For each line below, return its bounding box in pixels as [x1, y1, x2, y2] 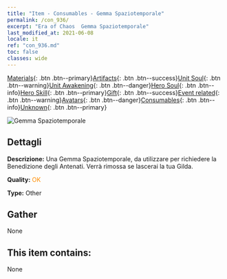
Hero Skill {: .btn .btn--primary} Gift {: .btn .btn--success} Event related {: [20, 88, 220, 96]
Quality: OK [7, 175, 41, 183]
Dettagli [7, 136, 42, 148]
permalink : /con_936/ [7, 17, 69, 23]
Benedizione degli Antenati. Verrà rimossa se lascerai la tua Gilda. [7, 162, 194, 170]
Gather [7, 208, 38, 220]
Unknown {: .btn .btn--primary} [20, 103, 107, 111]
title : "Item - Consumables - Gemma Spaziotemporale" [7, 10, 165, 17]
